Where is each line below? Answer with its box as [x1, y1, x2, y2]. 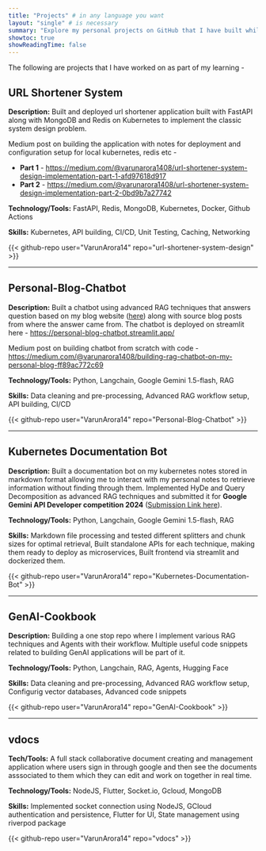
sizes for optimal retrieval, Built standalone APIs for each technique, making [8, 539, 255, 548]
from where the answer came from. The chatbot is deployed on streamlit [8, 319, 245, 329]
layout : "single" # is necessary [8, 19, 119, 27]
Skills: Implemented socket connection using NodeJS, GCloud [8, 802, 212, 811]
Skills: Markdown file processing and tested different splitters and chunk [8, 531, 246, 540]
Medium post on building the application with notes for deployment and [8, 139, 241, 148]
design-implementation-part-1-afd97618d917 [19, 171, 166, 181]
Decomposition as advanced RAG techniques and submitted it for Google [8, 491, 248, 500]
